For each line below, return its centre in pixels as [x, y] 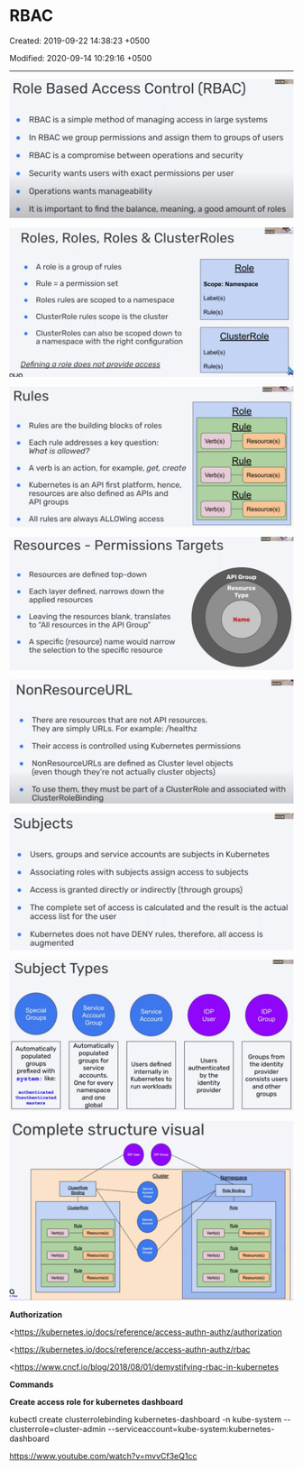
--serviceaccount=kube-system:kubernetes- [191, 1429]
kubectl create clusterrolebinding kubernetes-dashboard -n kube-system [146, 1419]
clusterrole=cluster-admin [58, 1429]
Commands [32, 1384]
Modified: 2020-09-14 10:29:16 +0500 [81, 58]
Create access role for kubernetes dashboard [96, 1401]
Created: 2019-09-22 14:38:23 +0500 [80, 41]
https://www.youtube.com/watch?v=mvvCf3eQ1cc [103, 1456]
